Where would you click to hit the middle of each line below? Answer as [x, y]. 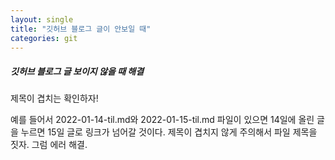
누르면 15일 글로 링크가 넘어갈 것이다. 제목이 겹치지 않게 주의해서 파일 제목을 [169, 132]
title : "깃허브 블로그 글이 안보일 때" [81, 29]
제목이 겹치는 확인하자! [54, 98]
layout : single [42, 19]
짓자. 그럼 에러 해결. [49, 145]
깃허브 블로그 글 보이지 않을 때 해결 [77, 71]
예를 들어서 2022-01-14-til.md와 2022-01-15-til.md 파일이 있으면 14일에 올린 [162, 120]
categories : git [44, 38]
